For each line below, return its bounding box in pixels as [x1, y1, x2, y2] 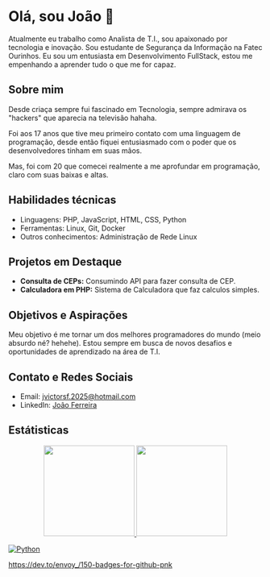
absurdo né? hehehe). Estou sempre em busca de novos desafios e [8, 338, 232, 348]
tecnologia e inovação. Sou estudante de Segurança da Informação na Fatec [8, 42, 263, 52]
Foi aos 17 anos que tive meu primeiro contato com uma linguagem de [8, 128, 241, 138]
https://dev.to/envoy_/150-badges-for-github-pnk [8, 559, 173, 569]
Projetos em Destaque [8, 255, 123, 268]
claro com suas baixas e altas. [8, 169, 109, 180]
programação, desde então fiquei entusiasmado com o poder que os [8, 137, 237, 147]
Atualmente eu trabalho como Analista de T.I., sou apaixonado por [8, 34, 228, 44]
